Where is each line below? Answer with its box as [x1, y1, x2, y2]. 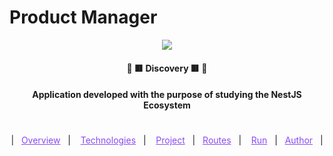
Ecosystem [143, 99, 191, 111]
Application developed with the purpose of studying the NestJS [32, 89, 302, 101]
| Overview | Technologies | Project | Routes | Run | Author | [10, 134, 324, 146]
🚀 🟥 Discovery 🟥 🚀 [126, 62, 208, 74]
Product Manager [9, 6, 158, 29]
